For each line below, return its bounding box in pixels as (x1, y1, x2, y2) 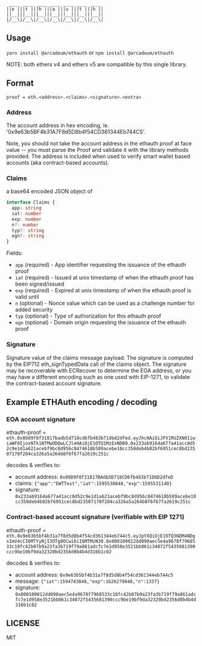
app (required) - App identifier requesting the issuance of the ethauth (14, 261, 186, 269)
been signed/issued (14, 280, 65, 287)
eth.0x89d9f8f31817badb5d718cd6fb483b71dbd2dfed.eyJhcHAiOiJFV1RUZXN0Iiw (6, 435, 196, 441)
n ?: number (11, 222, 39, 228)
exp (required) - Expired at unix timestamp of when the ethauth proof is (14, 287, 192, 294)
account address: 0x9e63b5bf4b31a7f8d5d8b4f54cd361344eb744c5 (14, 571, 174, 578)
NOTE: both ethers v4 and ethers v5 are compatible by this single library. (6, 60, 188, 67)
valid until (14, 293, 39, 301)
